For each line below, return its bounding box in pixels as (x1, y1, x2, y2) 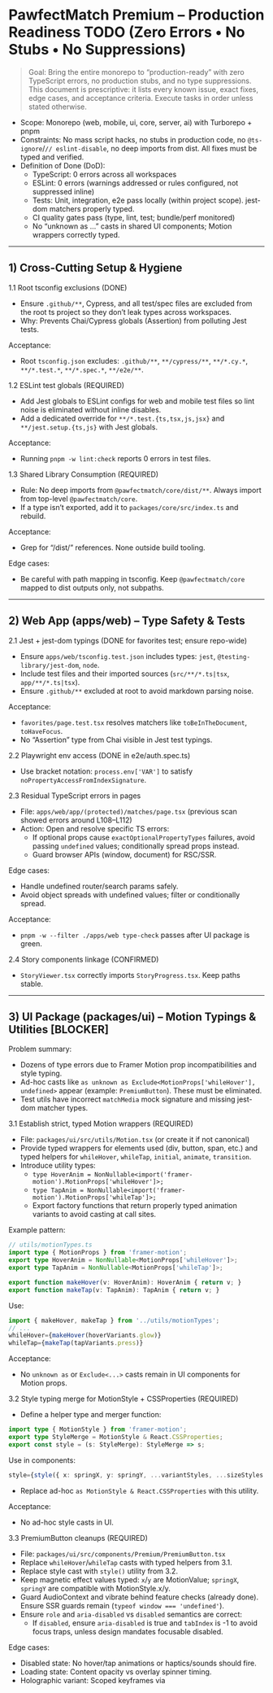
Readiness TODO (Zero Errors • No (8, 23, 245, 41)
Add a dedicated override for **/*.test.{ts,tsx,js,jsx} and (19, 413, 225, 423)
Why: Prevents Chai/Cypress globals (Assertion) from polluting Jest (19, 316, 247, 325)
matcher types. (37, 1103, 89, 1113)
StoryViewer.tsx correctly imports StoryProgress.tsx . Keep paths (19, 970, 241, 980)
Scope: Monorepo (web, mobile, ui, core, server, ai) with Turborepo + (19, 117, 253, 127)
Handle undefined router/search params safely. (19, 881, 179, 891)
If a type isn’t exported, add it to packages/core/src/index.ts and (19, 502, 239, 512)
